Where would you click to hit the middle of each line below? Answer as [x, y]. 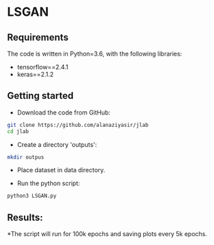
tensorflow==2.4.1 [43, 67]
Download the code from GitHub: [64, 112]
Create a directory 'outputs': [57, 144]
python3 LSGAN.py [32, 196]
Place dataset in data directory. [61, 170]
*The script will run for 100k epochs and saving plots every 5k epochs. [107, 234]
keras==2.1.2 [35, 74]
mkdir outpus [26, 157]
